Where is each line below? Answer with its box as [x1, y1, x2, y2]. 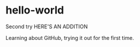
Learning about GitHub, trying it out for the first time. [5, 34, 135, 41]
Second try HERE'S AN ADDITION [5, 23, 88, 30]
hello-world [5, 4, 65, 17]
